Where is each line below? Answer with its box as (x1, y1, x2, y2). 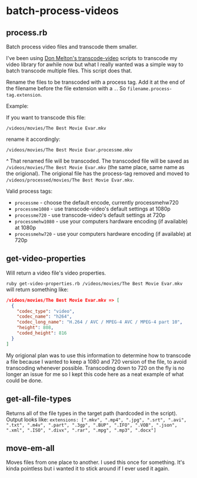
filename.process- (127, 86, 172, 92)
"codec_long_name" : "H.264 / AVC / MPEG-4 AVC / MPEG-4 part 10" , (16, 319, 183, 325)
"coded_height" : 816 (16, 330, 67, 337)
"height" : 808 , (16, 325, 54, 331)
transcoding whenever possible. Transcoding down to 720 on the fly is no (6, 364, 185, 371)
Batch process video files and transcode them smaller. (6, 43, 138, 50)
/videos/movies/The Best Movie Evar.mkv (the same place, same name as (6, 164, 185, 170)
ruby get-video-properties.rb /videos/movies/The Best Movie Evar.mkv (6, 281, 183, 286)
